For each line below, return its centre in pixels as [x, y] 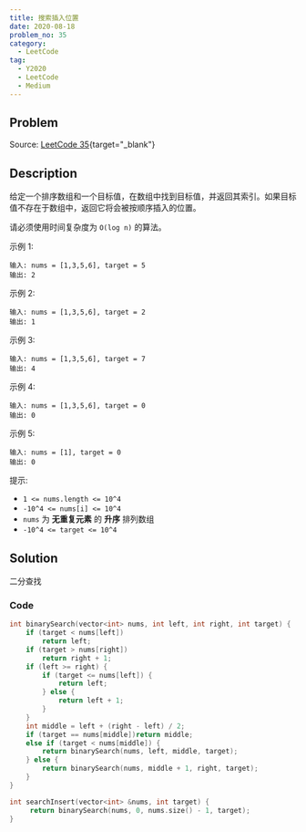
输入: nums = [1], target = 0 [65, 452]
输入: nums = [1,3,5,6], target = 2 [77, 312]
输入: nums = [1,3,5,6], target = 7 [77, 359]
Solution [34, 558]
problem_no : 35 [38, 35]
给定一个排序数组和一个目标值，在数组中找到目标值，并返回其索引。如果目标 [153, 196]
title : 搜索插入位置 [44, 18]
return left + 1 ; [91, 701]
